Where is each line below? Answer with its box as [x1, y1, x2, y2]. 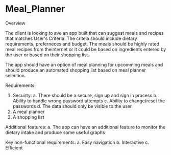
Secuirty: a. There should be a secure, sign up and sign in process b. [12, 92, 158, 98]
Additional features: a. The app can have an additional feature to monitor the [5, 124, 166, 130]
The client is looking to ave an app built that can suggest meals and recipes [5, 30, 164, 36]
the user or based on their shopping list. [5, 52, 89, 58]
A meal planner [12, 108, 45, 115]
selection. [5, 72, 26, 78]
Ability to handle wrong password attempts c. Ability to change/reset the [12, 98, 165, 104]
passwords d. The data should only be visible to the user [12, 103, 132, 109]
